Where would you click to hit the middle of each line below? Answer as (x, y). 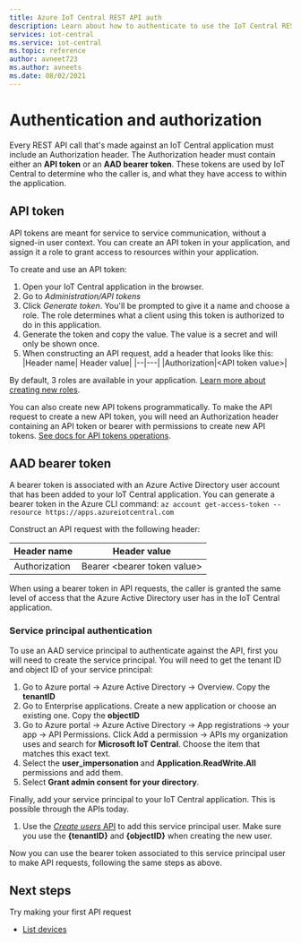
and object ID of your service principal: (81, 669)
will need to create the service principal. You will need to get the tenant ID (146, 660)
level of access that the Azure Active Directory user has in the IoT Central (145, 598)
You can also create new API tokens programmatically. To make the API (141, 407)
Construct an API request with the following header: (105, 529)
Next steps (40, 891)
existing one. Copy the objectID (81, 715)
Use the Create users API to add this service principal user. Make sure (152, 826)
